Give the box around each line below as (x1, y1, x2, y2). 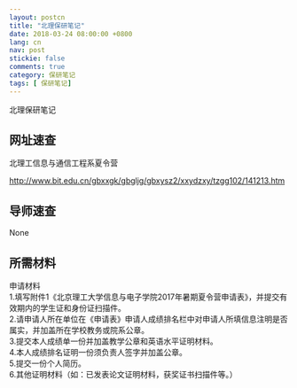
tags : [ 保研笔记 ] (9, 79, 73, 88)
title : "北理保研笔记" (9, 21, 85, 30)
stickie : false (9, 54, 66, 63)
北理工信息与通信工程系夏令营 (9, 158, 118, 168)
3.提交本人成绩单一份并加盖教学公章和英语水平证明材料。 (9, 336, 219, 346)
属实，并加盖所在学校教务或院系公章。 (9, 325, 149, 336)
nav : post (9, 46, 46, 55)
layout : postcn (9, 12, 66, 22)
